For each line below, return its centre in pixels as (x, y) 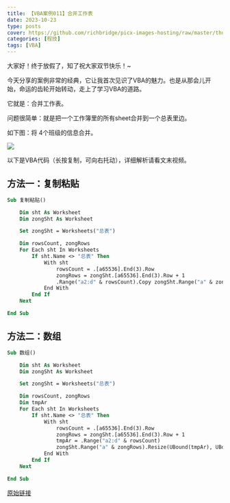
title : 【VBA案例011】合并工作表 (50, 13)
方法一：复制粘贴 (43, 184)
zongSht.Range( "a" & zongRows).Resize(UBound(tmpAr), (134, 447)
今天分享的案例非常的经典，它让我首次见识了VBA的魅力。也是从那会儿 (106, 80)
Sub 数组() (22, 353)
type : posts (24, 26)
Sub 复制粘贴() (27, 200)
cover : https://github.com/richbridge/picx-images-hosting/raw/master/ (111, 33)
